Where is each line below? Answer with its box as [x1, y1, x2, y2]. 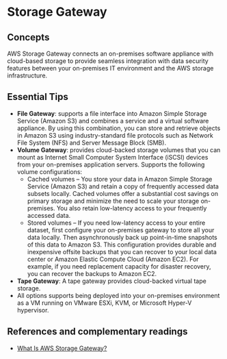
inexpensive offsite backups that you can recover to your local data [27, 247, 217, 256]
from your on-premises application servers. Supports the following [16, 160, 205, 169]
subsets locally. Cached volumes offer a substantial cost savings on [27, 189, 219, 197]
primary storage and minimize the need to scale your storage [27, 197, 200, 205]
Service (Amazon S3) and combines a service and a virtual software [16, 116, 209, 125]
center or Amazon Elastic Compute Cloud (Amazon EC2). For [27, 255, 200, 263]
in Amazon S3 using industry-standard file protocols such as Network [16, 131, 213, 139]
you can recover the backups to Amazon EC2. [27, 269, 157, 277]
